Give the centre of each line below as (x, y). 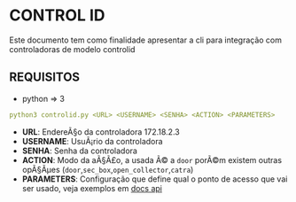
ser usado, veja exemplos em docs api (92, 188)
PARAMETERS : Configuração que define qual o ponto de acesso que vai (155, 179)
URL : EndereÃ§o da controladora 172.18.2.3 (101, 132)
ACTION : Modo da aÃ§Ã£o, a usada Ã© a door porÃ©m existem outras (152, 159)
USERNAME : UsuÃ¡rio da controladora (92, 141)
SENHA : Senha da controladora (79, 151)
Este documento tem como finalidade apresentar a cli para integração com (145, 40)
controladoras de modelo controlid (72, 49)
